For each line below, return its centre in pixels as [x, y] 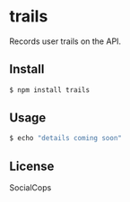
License [32, 166]
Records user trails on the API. [65, 41]
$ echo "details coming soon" [66, 139]
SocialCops [30, 188]
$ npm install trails [50, 90]
